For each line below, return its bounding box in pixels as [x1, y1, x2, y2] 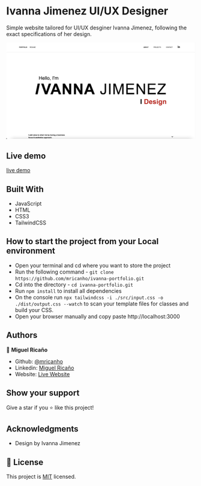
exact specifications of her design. [6, 30, 92, 37]
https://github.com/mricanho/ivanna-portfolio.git [14, 275, 145, 281]
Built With [6, 184, 44, 194]
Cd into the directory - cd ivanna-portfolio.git [14, 281, 134, 288]
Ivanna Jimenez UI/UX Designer [6, 4, 169, 18]
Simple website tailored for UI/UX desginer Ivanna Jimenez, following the [6, 24, 187, 31]
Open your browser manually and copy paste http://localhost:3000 [14, 313, 180, 320]
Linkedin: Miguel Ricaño [14, 364, 74, 371]
